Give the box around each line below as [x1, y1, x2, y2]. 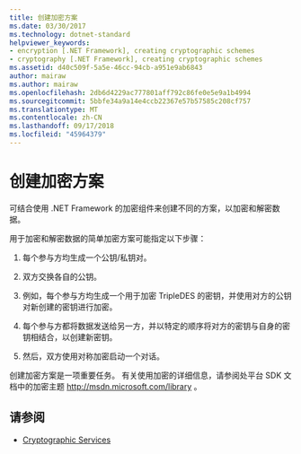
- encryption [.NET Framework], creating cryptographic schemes [9, 47, 255, 56]
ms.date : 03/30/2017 [9, 22, 87, 31]
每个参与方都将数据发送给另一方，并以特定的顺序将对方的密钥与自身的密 [22, 320, 290, 331]
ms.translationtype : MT [9, 105, 99, 114]
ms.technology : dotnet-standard [9, 30, 130, 39]
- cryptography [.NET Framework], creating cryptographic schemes [9, 55, 263, 64]
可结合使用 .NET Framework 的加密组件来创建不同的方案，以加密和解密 [9, 203, 272, 214]
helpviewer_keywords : [9, 38, 91, 48]
